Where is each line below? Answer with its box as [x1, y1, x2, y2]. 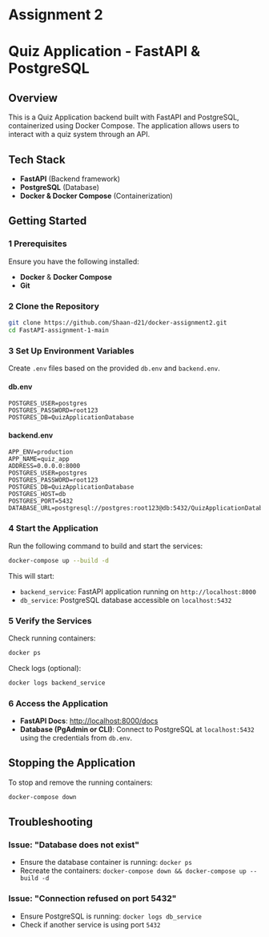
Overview [8, 91, 58, 105]
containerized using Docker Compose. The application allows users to [8, 121, 240, 131]
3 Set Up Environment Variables [8, 345, 134, 356]
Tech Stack [8, 152, 66, 166]
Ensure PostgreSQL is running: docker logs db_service [19, 911, 203, 921]
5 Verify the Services [8, 615, 92, 626]
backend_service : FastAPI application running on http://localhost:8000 [19, 587, 256, 596]
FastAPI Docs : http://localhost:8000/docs [19, 716, 159, 725]
